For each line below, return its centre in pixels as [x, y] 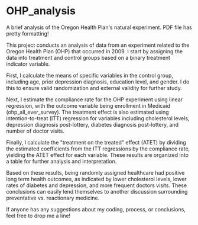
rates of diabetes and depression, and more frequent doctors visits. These [97, 185]
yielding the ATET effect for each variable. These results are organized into [98, 155]
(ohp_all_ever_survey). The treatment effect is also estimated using [88, 112]
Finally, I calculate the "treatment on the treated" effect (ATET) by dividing [96, 142]
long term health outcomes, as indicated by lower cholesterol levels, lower [97, 179]
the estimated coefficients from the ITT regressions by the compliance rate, [98, 149]
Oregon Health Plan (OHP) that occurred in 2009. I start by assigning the [95, 51]
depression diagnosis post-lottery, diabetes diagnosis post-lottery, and [92, 124]
